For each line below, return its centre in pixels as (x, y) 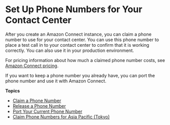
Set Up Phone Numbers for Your (74, 9)
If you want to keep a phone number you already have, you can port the (80, 75)
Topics (13, 90)
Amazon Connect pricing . (32, 66)
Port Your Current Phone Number (47, 111)
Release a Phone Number (39, 106)
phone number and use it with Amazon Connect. (56, 81)
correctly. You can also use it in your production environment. (70, 50)
